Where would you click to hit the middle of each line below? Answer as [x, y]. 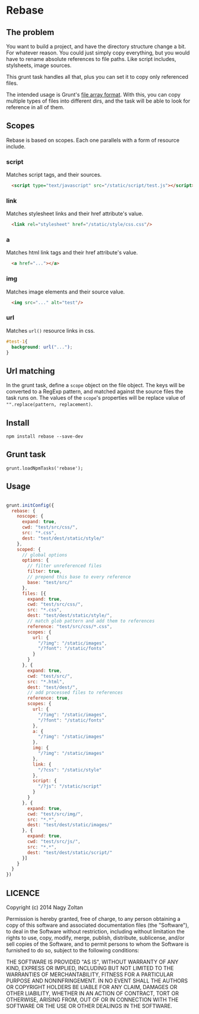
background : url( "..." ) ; [42, 347]
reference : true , [49, 698]
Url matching [31, 371]
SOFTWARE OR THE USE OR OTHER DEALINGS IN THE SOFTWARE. [89, 1006]
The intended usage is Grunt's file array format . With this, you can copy [93, 95]
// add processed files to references [75, 693]
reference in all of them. [35, 107]
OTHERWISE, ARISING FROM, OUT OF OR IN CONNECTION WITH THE [92, 999]
